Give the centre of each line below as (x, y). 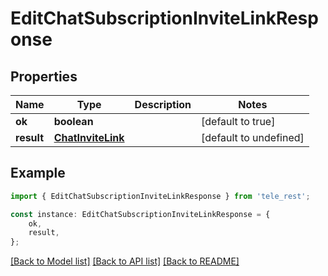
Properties (44, 76)
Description (163, 104)
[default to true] (238, 121)
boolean (73, 121)
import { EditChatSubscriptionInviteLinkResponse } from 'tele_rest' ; (160, 196)
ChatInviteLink (89, 137)
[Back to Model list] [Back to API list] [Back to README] (125, 261)
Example (38, 173)
